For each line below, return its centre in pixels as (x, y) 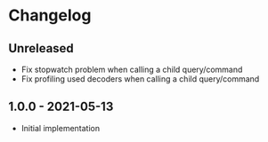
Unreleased (41, 48)
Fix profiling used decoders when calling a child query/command (140, 79)
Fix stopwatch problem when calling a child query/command (132, 69)
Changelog (50, 16)
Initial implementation (61, 128)
